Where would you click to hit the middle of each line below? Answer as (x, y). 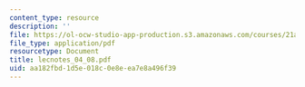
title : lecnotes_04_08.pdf (60, 60)
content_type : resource (54, 18)
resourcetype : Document (54, 52)
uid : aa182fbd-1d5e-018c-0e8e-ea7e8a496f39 (93, 69)
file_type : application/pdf (63, 43)
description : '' (40, 26)
